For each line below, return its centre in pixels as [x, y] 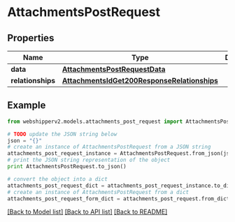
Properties [31, 38]
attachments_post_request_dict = [56, 186]
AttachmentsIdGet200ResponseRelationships [140, 81]
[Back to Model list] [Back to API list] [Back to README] [87, 212]
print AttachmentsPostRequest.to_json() [67, 167]
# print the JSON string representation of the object [89, 160]
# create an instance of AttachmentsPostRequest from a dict [98, 192]
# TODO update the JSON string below [62, 134]
